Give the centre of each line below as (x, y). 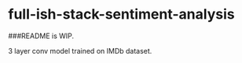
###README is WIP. (41, 36)
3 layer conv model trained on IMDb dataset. (80, 51)
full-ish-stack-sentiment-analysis (121, 14)
